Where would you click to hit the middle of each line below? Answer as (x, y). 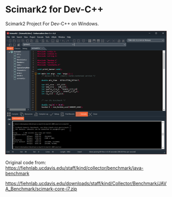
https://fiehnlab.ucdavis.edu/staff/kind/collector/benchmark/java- (74, 168)
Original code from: (26, 163)
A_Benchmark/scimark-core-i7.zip (41, 189)
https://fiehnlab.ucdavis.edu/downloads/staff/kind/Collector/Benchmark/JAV (86, 184)
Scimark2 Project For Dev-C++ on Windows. (52, 24)
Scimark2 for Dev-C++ (55, 9)
